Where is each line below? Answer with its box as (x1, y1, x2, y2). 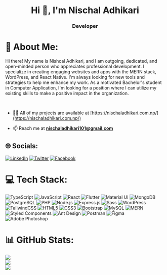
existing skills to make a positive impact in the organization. (5, 90, 129, 97)
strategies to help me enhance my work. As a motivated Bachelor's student (5, 79, 162, 85)
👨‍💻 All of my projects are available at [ (12, 110, 92, 116)
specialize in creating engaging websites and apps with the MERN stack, (5, 69, 157, 75)
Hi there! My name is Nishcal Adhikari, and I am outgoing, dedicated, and (5, 58, 158, 64)
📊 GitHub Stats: (5, 234, 74, 246)
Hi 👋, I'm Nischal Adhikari (31, 5, 139, 16)
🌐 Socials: (5, 142, 38, 151)
